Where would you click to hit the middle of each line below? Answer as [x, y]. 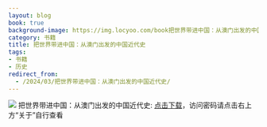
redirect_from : [33, 74]
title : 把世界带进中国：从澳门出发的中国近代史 [77, 45]
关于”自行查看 [41, 114]
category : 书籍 [32, 37]
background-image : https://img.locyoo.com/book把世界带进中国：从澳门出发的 [130, 30]
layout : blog [30, 15]
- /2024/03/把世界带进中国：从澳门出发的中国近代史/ [93, 81]
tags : [17, 52]
